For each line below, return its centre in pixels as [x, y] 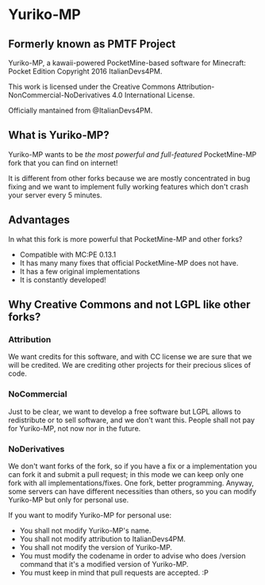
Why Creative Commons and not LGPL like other [130, 305]
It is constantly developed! [63, 280]
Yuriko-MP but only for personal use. [69, 499]
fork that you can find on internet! [63, 162]
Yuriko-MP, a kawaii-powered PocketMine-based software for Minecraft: [127, 63]
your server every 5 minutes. [55, 195]
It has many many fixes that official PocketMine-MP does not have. [129, 262]
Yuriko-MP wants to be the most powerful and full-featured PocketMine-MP [132, 154]
